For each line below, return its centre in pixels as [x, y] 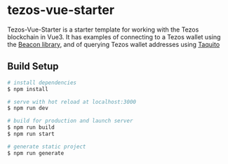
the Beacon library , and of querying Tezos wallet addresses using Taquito [114, 44]
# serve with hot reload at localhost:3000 [72, 102]
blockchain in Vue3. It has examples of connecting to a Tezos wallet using [114, 36]
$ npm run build [31, 128]
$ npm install [28, 89]
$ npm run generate [36, 153]
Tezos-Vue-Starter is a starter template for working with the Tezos [103, 29]
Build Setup [33, 66]
